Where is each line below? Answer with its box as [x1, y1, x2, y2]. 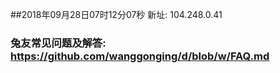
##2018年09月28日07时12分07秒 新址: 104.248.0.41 [10, 9, 223, 20]
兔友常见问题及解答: [10, 36, 107, 50]
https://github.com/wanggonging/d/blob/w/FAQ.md [10, 49, 270, 63]
